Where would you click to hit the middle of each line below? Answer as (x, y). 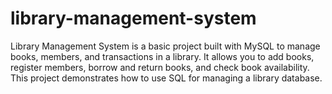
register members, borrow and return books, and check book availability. (160, 67)
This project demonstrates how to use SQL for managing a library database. (166, 78)
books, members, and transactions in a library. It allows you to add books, (162, 56)
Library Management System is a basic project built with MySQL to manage (165, 46)
